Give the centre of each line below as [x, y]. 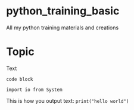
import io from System [34, 90]
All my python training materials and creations [63, 27]
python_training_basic [63, 11]
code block [20, 79]
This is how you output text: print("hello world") [68, 100]
